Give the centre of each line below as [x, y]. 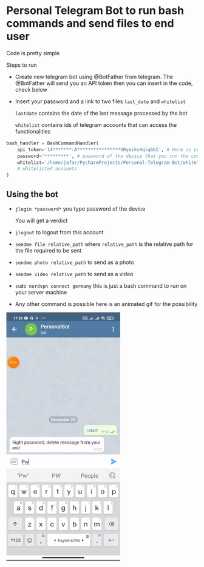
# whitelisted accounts [47, 169]
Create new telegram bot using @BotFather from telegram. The [94, 76]
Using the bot [32, 194]
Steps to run [22, 65]
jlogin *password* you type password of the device [80, 209]
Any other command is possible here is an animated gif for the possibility [106, 304]
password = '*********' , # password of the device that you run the [103, 156]
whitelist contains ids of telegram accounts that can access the [96, 124]
